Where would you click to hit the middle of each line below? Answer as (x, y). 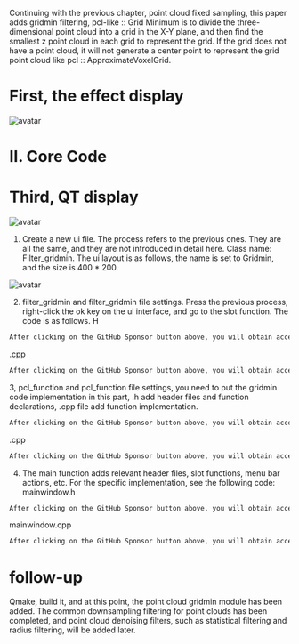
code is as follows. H (61, 321)
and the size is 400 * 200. (70, 268)
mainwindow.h (48, 492)
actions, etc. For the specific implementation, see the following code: (149, 482)
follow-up (46, 577)
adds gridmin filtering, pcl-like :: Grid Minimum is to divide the (122, 22)
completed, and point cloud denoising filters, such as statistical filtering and (148, 621)
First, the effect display (97, 96)
